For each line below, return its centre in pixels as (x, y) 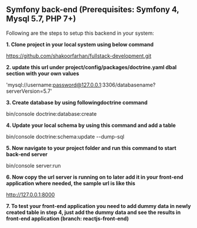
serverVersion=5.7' (29, 91)
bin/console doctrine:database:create (51, 113)
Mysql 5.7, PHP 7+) (41, 19)
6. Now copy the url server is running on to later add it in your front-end (95, 177)
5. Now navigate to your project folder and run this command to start (91, 148)
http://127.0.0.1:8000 (30, 195)
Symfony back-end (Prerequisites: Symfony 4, (93, 10)
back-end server (27, 154)
